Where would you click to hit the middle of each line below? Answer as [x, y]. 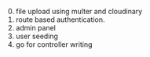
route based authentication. [60, 20]
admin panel [36, 28]
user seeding [37, 36]
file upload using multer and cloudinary [79, 11]
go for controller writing [54, 45]
